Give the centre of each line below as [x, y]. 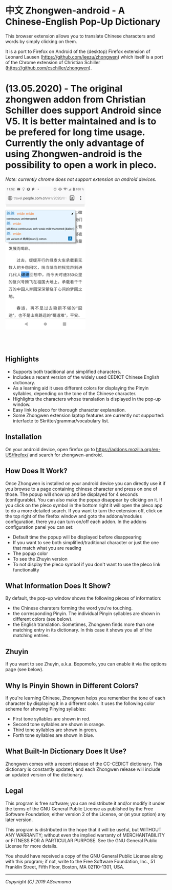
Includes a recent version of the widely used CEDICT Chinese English [86, 377]
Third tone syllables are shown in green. [55, 730]
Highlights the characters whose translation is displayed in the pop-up [87, 399]
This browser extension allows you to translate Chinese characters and [80, 36]
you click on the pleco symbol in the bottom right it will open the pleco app [84, 505]
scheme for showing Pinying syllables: [46, 709]
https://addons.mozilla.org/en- [128, 449]
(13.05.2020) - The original [64, 89]
